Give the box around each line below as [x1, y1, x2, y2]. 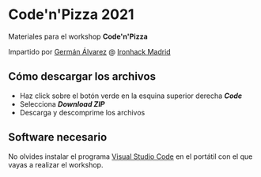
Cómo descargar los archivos [8, 70, 157, 84]
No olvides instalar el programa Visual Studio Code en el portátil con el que [8, 152, 253, 161]
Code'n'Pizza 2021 [8, 6, 134, 24]
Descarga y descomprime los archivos [19, 107, 146, 117]
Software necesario [8, 130, 108, 144]
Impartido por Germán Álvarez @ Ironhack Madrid [8, 47, 172, 56]
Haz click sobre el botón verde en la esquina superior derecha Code [19, 91, 243, 100]
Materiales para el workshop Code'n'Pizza [8, 32, 148, 41]
